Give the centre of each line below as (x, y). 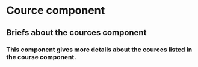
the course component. (41, 57)
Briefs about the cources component (76, 33)
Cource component (56, 10)
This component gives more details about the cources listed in (99, 50)
